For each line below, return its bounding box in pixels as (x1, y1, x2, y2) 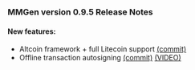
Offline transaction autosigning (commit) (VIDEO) (18, 53, 181, 63)
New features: (7, 27, 56, 36)
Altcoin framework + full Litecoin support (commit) (18, 44, 187, 54)
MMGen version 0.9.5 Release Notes (7, 6, 153, 18)
